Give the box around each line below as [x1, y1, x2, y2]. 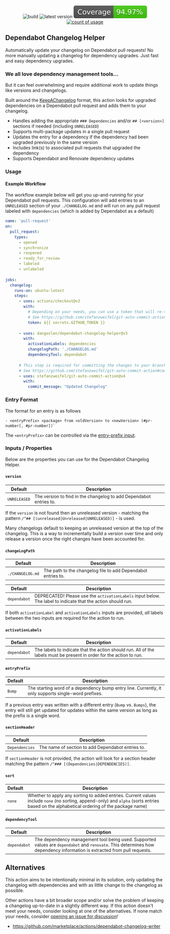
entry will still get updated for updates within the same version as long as [5, 707, 158, 713]
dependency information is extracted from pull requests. [34, 847, 152, 853]
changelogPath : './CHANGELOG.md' [27, 347, 99, 352]
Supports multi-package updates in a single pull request [12, 129, 130, 135]
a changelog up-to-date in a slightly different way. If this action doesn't [5, 903, 153, 909]
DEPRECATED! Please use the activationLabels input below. [34, 593, 161, 599]
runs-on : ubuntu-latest [14, 288, 65, 293]
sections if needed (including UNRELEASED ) [12, 123, 99, 129]
